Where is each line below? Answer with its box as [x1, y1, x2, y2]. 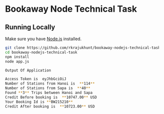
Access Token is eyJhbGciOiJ [5, 77, 67, 82]
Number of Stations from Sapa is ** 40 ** [5, 86, 91, 91]
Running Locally [5, 23, 55, 31]
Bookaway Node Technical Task [5, 3, 137, 15]
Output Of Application [5, 68, 51, 73]
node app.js [5, 59, 29, 64]
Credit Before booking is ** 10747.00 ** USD [5, 94, 97, 100]
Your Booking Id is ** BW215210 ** [5, 99, 73, 104]
